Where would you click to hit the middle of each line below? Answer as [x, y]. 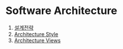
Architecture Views [37, 40]
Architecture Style [36, 34]
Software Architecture [61, 11]
